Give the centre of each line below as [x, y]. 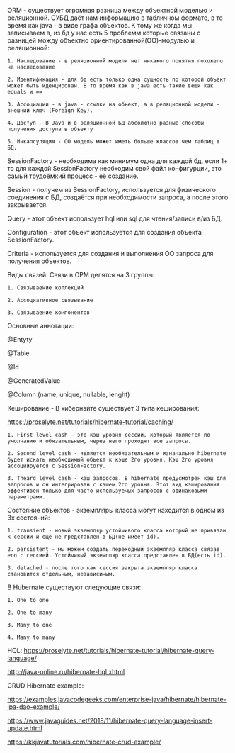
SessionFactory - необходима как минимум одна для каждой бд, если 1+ [117, 161]
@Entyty [20, 339]
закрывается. [28, 205]
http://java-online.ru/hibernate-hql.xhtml [66, 672]
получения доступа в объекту [50, 129]
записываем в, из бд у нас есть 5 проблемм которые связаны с [104, 33]
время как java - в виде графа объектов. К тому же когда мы [100, 25]
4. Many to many [31, 637]
